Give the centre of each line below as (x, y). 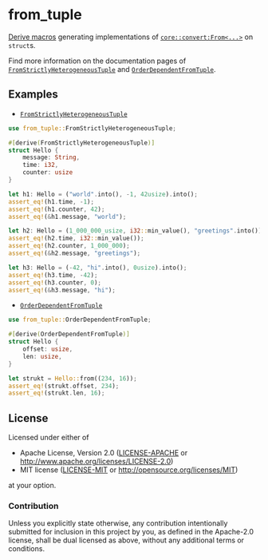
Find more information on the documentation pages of (97, 61)
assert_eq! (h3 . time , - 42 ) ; (53, 275)
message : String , (51, 157)
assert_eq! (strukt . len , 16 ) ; (57, 393)
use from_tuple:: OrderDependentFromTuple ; (80, 320)
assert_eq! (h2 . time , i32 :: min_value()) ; (77, 238)
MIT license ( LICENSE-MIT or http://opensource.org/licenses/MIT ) (129, 470)
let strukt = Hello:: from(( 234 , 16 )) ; (73, 378)
